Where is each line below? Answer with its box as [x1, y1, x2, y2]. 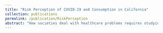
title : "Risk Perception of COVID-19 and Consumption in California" [5, 7, 149, 12]
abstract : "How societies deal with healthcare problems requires [5, 20, 142, 26]
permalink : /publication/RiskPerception [5, 16, 88, 21]
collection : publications [5, 12, 57, 16]
